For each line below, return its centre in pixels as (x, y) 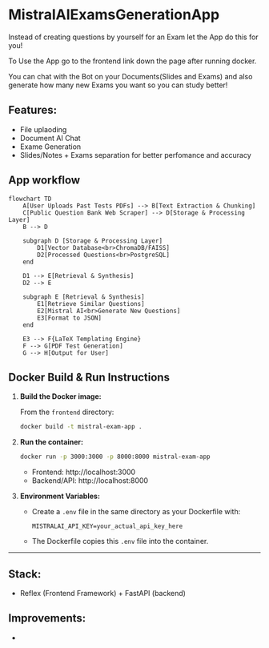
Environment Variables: (60, 496)
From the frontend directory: (67, 412)
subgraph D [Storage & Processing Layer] (92, 241)
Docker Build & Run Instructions (89, 377)
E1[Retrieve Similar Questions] (91, 304)
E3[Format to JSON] (70, 318)
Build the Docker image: (60, 396)
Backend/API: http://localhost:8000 (90, 481)
